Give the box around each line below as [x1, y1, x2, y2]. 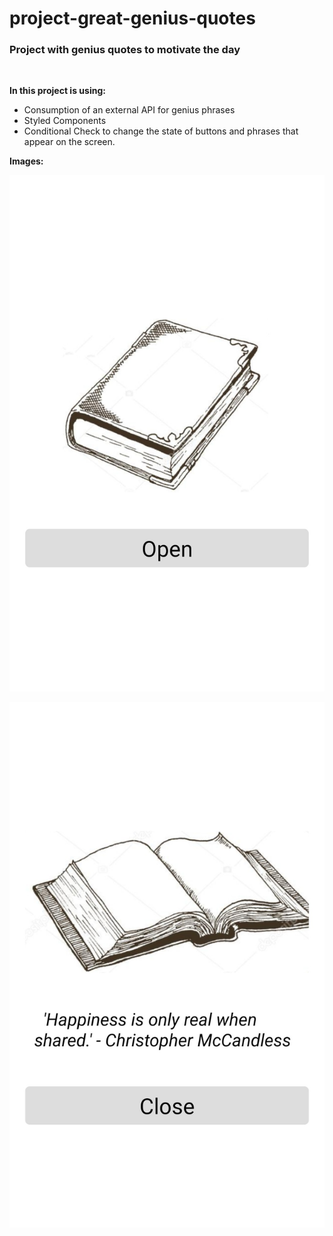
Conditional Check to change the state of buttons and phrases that [23, 125, 299, 137]
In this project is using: [9, 85, 106, 97]
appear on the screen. [23, 136, 116, 148]
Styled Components [23, 115, 107, 127]
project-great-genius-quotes [9, 7, 256, 30]
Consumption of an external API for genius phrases [23, 104, 236, 116]
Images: [9, 155, 44, 167]
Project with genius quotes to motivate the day [9, 43, 241, 57]
